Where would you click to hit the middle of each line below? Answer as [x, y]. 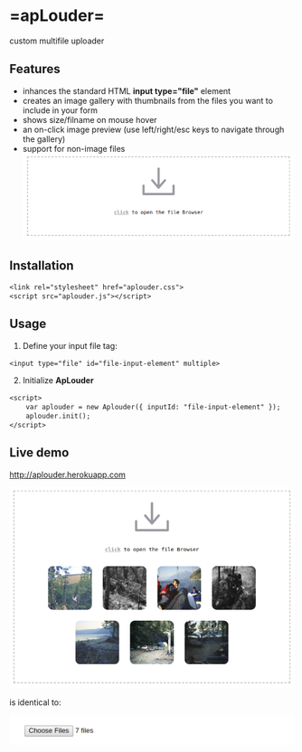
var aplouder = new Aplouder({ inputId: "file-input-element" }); [153, 407]
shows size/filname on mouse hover [90, 119]
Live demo [39, 453]
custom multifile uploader [57, 41]
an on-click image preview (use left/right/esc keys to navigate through [153, 129]
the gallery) [44, 139]
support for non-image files [74, 148]
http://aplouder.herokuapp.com [68, 475]
